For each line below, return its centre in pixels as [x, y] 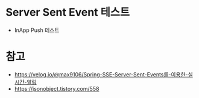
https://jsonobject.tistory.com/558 [57, 88]
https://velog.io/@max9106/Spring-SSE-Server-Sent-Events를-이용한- [101, 74]
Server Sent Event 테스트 [68, 12]
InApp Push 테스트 [37, 30]
